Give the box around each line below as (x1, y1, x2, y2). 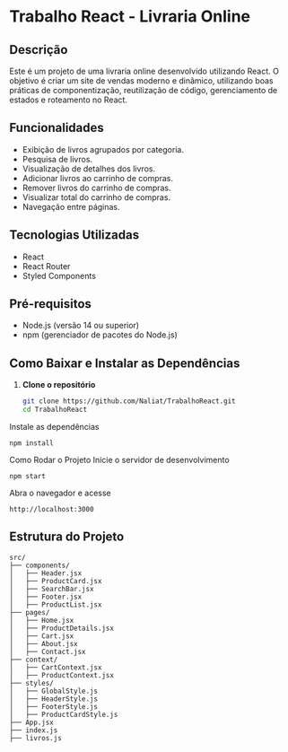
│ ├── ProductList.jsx (9, 599, 102, 609)
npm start (9, 472, 47, 481)
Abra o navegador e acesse (9, 487, 112, 498)
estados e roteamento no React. (9, 94, 128, 105)
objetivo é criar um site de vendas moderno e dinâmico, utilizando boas (9, 75, 274, 86)
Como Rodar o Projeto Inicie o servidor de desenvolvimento (9, 455, 231, 465)
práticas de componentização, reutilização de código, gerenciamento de (9, 85, 278, 95)
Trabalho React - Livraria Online (9, 6, 251, 27)
